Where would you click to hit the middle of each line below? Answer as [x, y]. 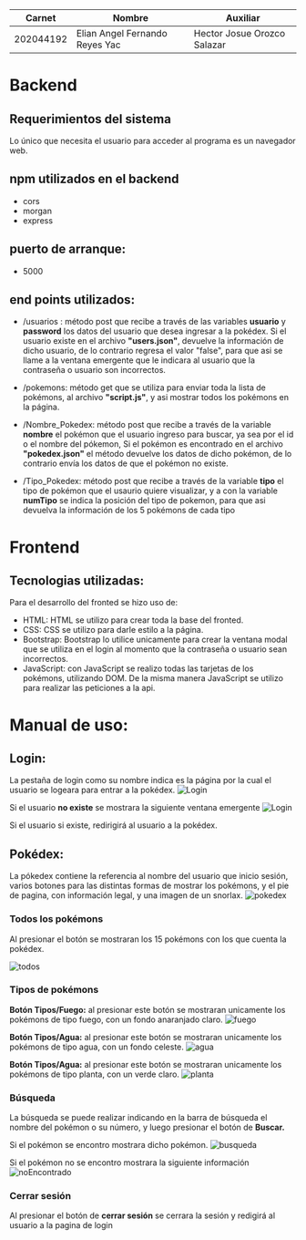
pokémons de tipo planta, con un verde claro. [95, 1074]
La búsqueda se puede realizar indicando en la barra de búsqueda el [138, 1118]
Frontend [45, 547]
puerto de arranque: [68, 249]
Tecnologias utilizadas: [76, 581]
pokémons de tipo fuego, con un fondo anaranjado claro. [116, 1019]
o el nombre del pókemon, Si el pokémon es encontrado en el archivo [153, 444]
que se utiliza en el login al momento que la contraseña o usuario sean [155, 649]
